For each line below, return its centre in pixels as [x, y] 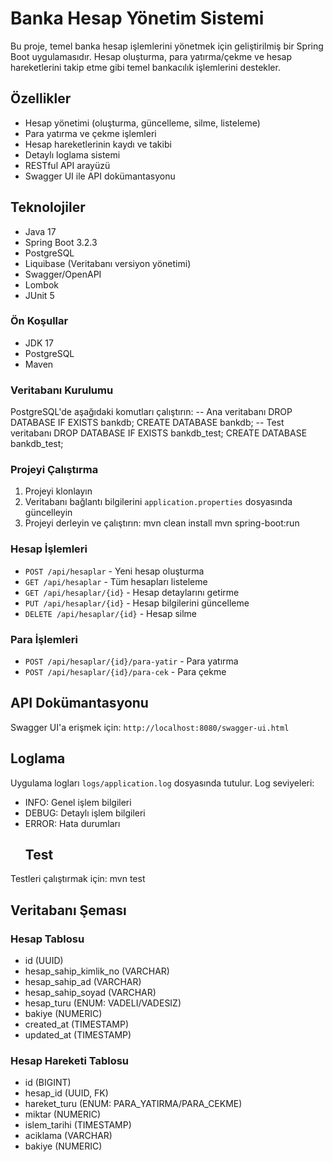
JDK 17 [39, 343]
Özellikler [41, 98]
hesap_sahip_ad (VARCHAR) [83, 982]
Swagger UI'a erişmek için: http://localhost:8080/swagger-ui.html [150, 727]
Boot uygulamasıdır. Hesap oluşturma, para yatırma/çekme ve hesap [151, 56]
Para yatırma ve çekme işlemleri [90, 133]
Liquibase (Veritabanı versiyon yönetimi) [108, 263]
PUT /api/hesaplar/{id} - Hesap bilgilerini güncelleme [137, 603]
